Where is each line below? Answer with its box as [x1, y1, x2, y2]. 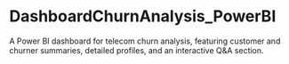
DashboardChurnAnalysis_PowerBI [9, 6, 277, 27]
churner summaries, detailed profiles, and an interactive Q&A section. [9, 44, 264, 55]
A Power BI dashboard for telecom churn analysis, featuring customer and [9, 36, 281, 46]
